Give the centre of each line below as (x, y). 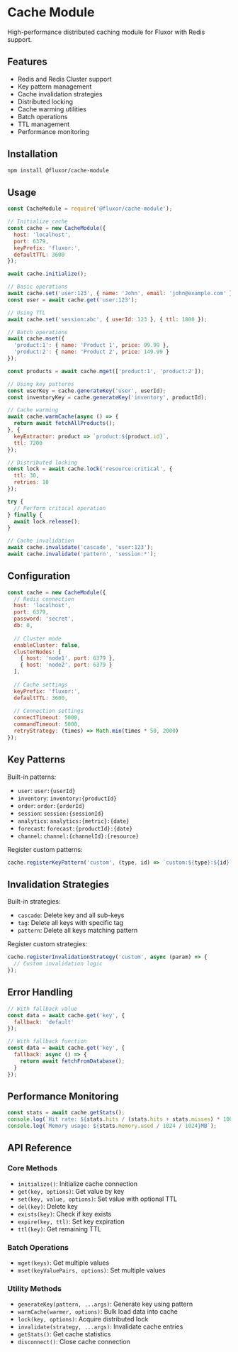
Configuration (39, 576)
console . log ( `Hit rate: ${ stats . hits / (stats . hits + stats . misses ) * (114, 1119)
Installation (33, 154)
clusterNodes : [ (38, 652)
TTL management (44, 124)
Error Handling (40, 993)
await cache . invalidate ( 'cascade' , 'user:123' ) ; (80, 548)
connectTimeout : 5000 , (47, 718)
